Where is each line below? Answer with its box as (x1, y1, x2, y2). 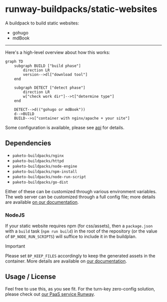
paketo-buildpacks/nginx (12, 153, 64, 158)
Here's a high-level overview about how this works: (5, 49, 110, 55)
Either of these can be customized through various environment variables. (5, 188, 157, 194)
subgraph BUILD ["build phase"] (14, 63, 81, 68)
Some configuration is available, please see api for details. (5, 124, 125, 130)
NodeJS (5, 211, 25, 218)
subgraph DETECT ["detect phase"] (14, 85, 85, 90)
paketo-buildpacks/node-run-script (12, 174, 86, 179)
